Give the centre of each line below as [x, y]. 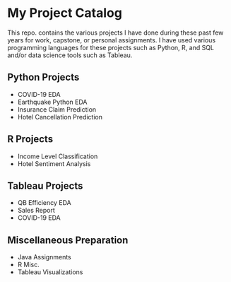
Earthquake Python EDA [52, 102]
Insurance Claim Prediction [57, 109]
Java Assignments [45, 257]
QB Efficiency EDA [45, 203]
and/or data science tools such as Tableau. [70, 55]
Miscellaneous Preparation [68, 240]
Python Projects [43, 77]
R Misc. [29, 265]
